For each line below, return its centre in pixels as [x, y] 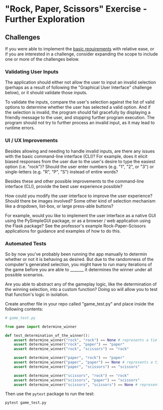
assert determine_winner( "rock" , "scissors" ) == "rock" [72, 349]
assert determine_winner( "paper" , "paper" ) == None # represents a [83, 362]
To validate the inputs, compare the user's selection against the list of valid [80, 102]
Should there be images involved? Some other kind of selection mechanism [80, 201]
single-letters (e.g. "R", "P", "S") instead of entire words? [62, 171]
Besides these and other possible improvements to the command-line [74, 181]
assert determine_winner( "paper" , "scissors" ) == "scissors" [77, 367]
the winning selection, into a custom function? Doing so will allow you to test [81, 289]
